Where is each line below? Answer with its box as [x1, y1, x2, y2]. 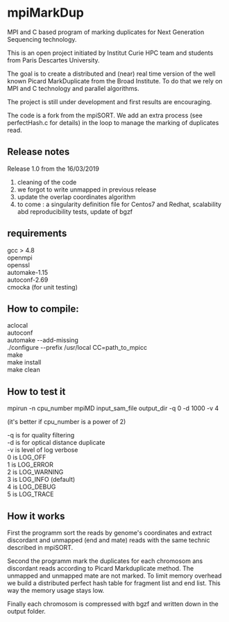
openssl [7, 260, 30, 269]
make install [7, 358, 42, 367]
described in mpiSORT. [7, 544, 74, 551]
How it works [7, 510, 65, 522]
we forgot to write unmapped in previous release [17, 185, 157, 194]
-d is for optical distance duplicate [7, 439, 105, 447]
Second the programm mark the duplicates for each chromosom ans [7, 557, 203, 565]
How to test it [7, 385, 66, 397]
